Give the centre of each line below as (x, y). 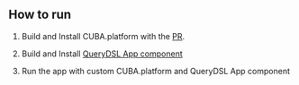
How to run (40, 15)
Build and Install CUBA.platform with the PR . (103, 36)
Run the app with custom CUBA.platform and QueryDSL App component (155, 71)
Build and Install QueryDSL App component (102, 54)
